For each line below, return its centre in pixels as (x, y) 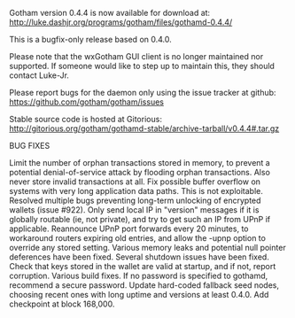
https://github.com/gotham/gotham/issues (86, 102)
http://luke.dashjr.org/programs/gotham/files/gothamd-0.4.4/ (121, 22)
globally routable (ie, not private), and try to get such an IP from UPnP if (140, 219)
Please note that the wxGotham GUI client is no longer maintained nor (136, 56)
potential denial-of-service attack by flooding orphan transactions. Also (140, 172)
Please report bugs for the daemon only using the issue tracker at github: (143, 93)
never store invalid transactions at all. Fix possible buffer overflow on (135, 182)
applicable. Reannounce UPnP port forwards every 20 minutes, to (129, 229)
